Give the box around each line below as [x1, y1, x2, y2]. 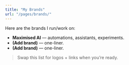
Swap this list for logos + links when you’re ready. [17, 54, 118, 60]
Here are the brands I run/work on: [5, 25, 75, 31]
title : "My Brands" [5, 7, 45, 12]
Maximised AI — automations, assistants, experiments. [12, 35, 125, 41]
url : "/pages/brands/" [5, 12, 52, 17]
